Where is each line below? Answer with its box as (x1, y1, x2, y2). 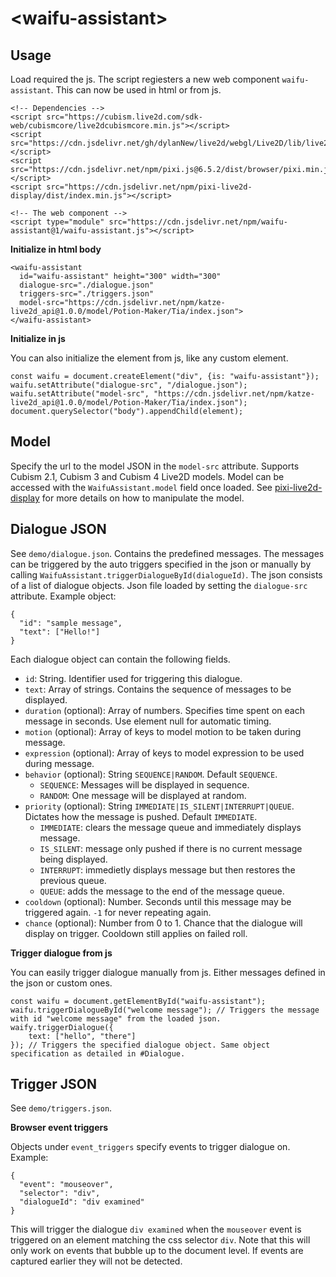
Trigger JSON (10, 1076, 97, 1093)
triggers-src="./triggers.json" (19, 289, 155, 299)
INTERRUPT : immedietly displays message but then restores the (39, 863, 296, 876)
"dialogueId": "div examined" (19, 1197, 145, 1207)
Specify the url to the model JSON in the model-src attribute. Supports (10, 460, 300, 472)
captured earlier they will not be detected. (10, 1255, 183, 1267)
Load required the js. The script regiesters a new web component (10, 73, 280, 85)
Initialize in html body (10, 243, 102, 255)
